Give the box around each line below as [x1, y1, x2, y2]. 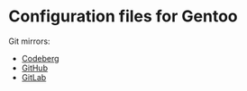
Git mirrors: [8, 36, 50, 46]
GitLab [21, 71, 47, 82]
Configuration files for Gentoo [8, 6, 238, 27]
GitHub [21, 62, 49, 73]
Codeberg [21, 53, 59, 63]
